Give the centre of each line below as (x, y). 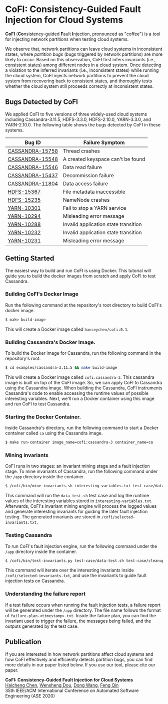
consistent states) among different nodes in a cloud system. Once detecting (83, 65)
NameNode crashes (86, 200)
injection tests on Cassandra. (35, 581)
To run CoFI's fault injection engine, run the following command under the (81, 546)
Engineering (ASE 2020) (30, 695)
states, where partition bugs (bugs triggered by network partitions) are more (84, 54)
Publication (23, 642)
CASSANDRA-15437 (33, 175)
